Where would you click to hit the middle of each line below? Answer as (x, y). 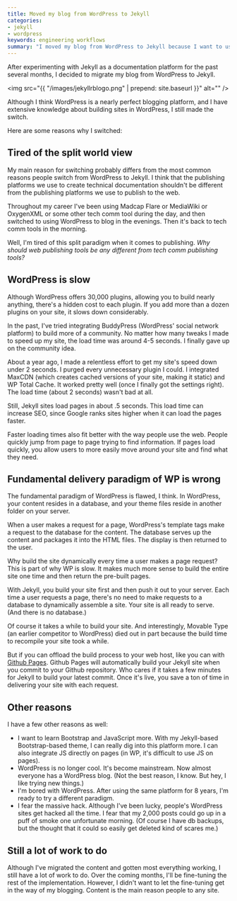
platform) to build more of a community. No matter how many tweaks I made (118, 333)
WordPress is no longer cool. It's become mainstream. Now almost (114, 768)
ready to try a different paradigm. (66, 798)
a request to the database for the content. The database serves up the (109, 532)
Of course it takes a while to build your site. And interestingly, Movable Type (118, 626)
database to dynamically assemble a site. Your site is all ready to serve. (111, 605)
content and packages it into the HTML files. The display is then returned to (117, 540)
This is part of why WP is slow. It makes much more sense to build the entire (118, 569)
